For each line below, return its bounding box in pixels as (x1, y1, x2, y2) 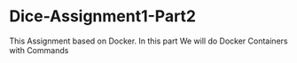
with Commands (9, 44, 69, 55)
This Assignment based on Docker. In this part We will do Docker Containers (9, 35, 288, 46)
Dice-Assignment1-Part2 (9, 6, 197, 27)
